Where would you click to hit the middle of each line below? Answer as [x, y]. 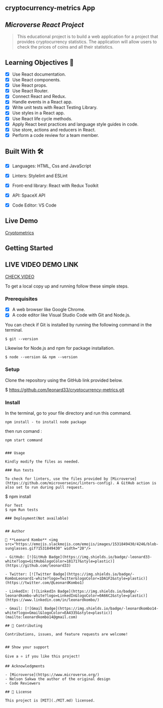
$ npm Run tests [22, 510]
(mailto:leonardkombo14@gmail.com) [41, 617]
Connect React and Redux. [39, 96]
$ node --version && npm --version [41, 357]
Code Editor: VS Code [34, 205]
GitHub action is [139, 483]
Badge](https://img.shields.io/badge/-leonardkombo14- [102, 608]
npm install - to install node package [46, 422]
